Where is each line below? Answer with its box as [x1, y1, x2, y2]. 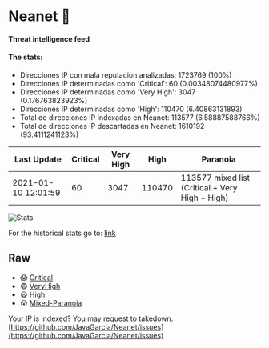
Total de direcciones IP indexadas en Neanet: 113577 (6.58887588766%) [19, 112, 260, 122]
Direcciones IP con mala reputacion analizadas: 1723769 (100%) [19, 70, 232, 79]
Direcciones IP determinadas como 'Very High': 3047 [19, 87, 196, 97]
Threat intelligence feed [8, 34, 90, 43]
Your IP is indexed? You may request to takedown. [8, 314, 174, 323]
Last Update [14, 154, 62, 165]
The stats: [8, 52, 43, 62]
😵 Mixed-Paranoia [19, 298, 82, 307]
